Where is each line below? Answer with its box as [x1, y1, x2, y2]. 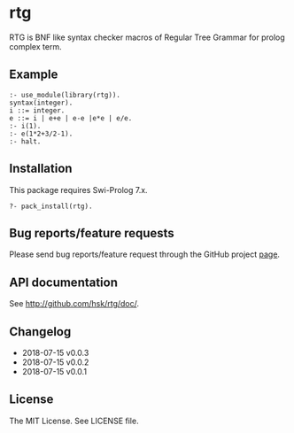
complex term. [9, 41, 62, 51]
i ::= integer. [9, 105, 66, 115]
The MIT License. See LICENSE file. [9, 415, 139, 426]
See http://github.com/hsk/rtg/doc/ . [9, 298, 140, 309]
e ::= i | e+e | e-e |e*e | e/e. [9, 113, 133, 122]
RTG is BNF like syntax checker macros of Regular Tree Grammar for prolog [9, 32, 285, 43]
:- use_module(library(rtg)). [9, 90, 121, 99]
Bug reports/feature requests [9, 225, 174, 241]
